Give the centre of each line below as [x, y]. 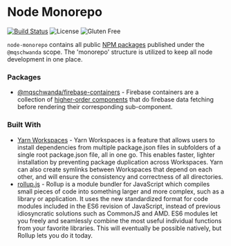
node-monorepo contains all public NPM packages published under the [106, 44]
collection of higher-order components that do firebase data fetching [115, 100]
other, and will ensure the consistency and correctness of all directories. [120, 176]
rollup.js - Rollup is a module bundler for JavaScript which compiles [113, 184]
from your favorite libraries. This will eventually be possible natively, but [119, 228]
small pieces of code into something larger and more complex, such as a [121, 191]
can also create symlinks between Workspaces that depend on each [115, 169]
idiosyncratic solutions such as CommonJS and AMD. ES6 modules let [117, 213]
